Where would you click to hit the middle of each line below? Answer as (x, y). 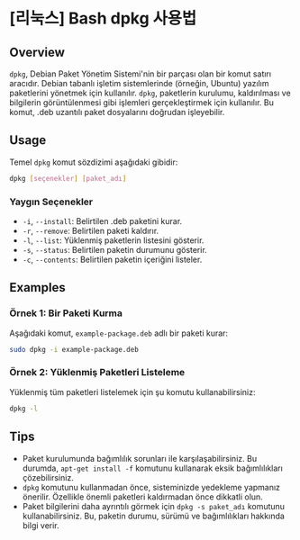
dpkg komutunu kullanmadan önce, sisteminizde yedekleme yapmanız (151, 487)
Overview (37, 52)
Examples (37, 288)
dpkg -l (24, 409)
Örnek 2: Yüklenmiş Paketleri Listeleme (97, 373)
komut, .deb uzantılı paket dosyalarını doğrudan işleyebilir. (117, 112)
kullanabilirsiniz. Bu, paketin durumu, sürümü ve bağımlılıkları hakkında (154, 516)
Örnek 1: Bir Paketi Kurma (66, 313)
